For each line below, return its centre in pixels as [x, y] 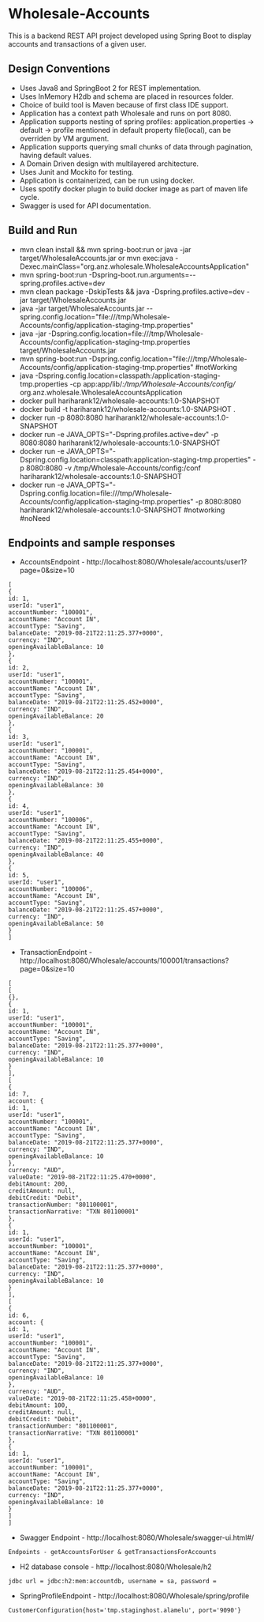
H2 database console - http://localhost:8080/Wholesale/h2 [115, 1567]
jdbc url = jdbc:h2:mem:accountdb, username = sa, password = [112, 1582]
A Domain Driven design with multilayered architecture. [109, 164]
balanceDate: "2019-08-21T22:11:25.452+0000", [86, 703]
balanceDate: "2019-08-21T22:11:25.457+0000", [86, 910]
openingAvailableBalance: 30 [56, 786]
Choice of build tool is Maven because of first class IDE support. [124, 104]
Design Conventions [59, 69]
